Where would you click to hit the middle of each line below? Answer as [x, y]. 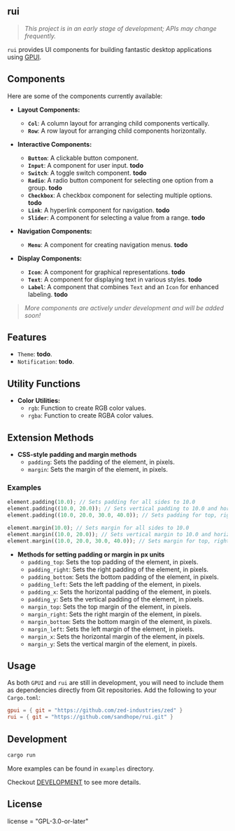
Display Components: [50, 258]
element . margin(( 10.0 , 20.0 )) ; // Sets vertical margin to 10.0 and [109, 534]
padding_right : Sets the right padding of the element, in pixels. [118, 569]
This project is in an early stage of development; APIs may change [120, 28]
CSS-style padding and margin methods [77, 455]
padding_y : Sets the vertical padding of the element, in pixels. [116, 599]
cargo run [22, 755]
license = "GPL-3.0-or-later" [48, 821]
